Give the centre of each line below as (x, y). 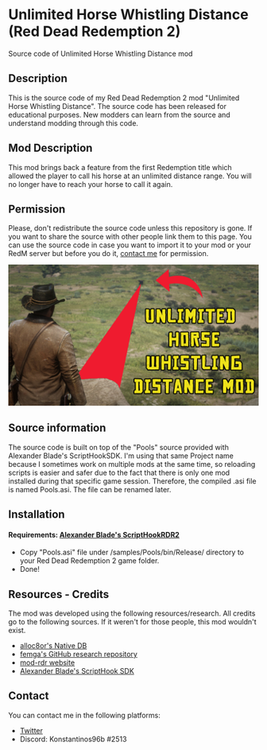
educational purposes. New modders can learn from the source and (119, 115)
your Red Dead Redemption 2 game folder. (89, 561)
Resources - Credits (59, 594)
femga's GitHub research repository (78, 655)
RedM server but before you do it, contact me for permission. (108, 254)
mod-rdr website (47, 663)
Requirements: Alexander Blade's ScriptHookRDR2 (94, 534)
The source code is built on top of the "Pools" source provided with (118, 447)
